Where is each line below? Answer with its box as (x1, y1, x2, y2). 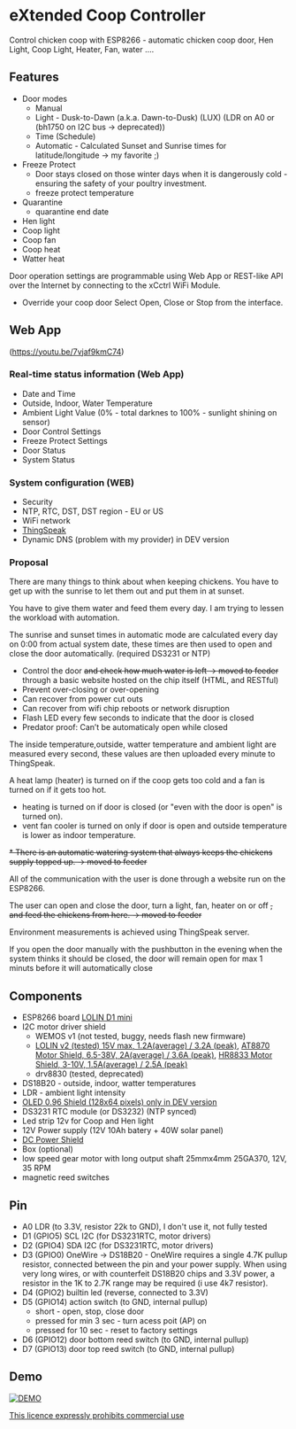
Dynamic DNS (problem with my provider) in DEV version (21, 534, 230, 545)
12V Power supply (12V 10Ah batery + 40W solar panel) (21, 1125, 224, 1136)
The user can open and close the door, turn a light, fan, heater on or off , (9, 900, 273, 911)
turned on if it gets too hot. (9, 785, 107, 796)
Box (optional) (21, 1144, 73, 1154)
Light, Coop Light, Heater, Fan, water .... (9, 43, 155, 54)
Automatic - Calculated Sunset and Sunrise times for (34, 140, 227, 151)
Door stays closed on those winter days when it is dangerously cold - (34, 168, 288, 179)
